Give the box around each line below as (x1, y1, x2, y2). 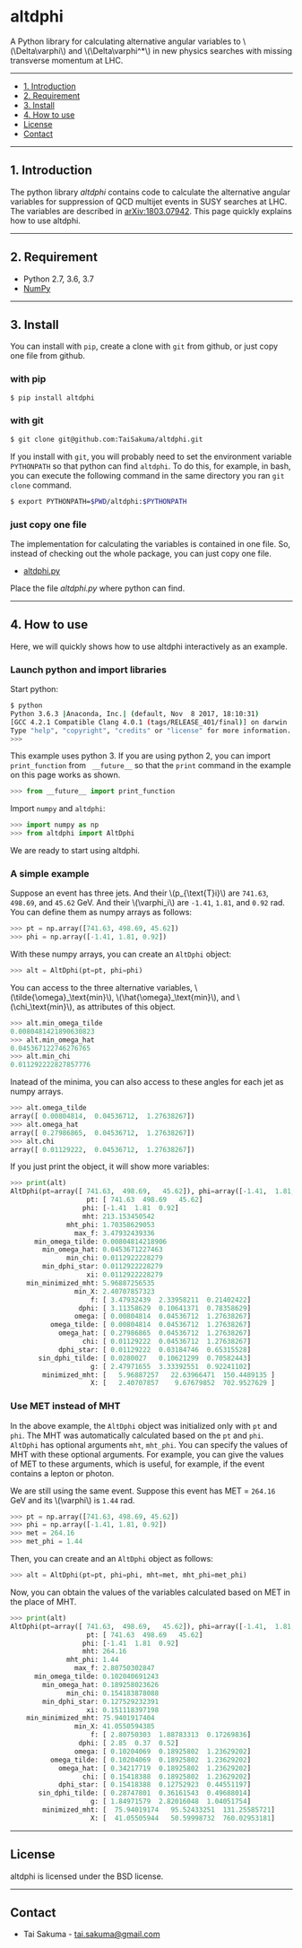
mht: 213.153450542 (82, 1212, 155, 1221)
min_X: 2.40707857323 (73, 1286, 155, 1296)
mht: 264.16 (82, 1647, 127, 1656)
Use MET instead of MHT (10, 1400, 121, 1413)
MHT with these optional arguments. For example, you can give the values (10, 1449, 285, 1459)
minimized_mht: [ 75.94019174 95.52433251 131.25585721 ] (42, 1805, 276, 1814)
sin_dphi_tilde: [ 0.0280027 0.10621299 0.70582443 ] (38, 1354, 252, 1363)
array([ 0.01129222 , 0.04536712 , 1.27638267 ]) (10, 1145, 195, 1154)
